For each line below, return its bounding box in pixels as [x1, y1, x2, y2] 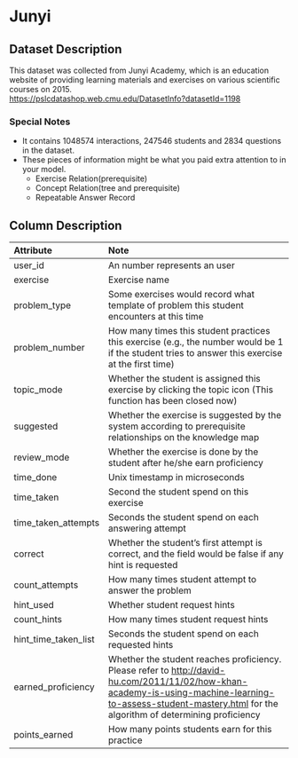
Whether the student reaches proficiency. [107, 653, 282, 666]
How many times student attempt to [107, 573, 257, 586]
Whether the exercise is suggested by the [107, 409, 282, 422]
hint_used [13, 599, 55, 612]
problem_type [13, 299, 72, 312]
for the [250, 698, 279, 710]
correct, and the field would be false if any [107, 548, 284, 560]
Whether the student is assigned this [107, 373, 262, 385]
